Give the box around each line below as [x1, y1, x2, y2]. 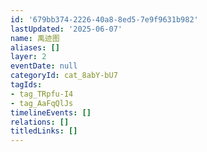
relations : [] [10, 117, 70, 127]
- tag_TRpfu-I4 [10, 89, 74, 99]
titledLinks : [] [10, 126, 78, 136]
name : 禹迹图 [10, 33, 60, 43]
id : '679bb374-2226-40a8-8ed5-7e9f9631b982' [10, 14, 199, 25]
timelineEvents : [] [10, 107, 92, 118]
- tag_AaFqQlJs [10, 98, 74, 108]
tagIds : [10, 80, 43, 90]
